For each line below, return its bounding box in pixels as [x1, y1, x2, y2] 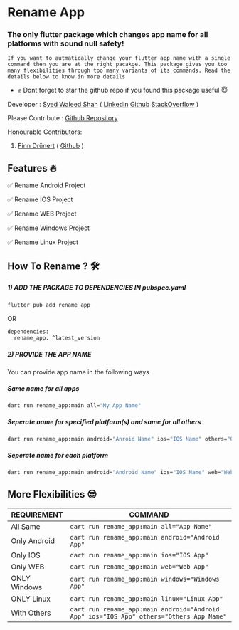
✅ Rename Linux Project [7, 238, 79, 246]
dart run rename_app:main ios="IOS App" [70, 551, 209, 559]
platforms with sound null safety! [7, 38, 124, 48]
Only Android [11, 535, 55, 545]
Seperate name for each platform [7, 451, 109, 459]
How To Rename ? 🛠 [7, 260, 100, 272]
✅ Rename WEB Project [7, 209, 77, 218]
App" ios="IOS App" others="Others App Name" [70, 612, 227, 620]
